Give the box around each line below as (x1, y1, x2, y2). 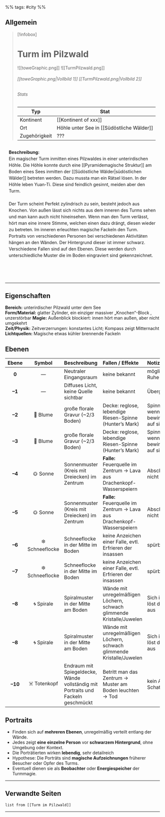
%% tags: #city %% (5, 4, 46, 10)
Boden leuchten (102, 687, 139, 694)
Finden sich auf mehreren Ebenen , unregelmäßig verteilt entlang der (12, 729, 152, 735)
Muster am (102, 681, 128, 688)
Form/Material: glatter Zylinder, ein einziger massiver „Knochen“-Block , (5, 310, 152, 316)
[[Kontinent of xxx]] (56, 116, 102, 123)
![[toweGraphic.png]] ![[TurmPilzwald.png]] (17, 65, 105, 71)
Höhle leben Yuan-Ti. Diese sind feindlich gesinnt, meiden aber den (9, 181, 145, 187)
